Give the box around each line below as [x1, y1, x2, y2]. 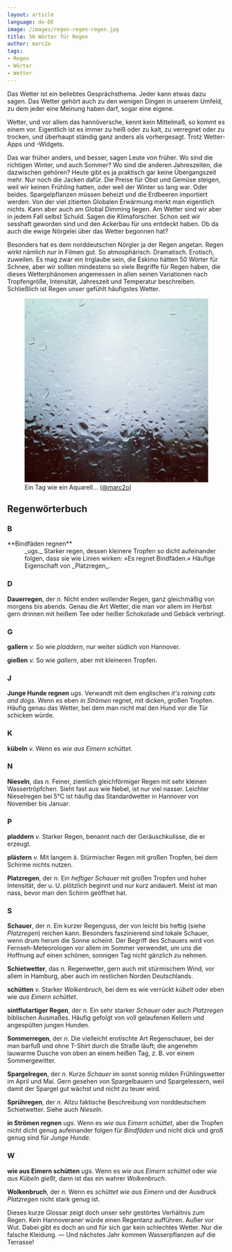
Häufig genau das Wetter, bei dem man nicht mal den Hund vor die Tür [7, 704, 209, 712]
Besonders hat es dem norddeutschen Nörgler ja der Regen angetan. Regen [7, 240, 224, 249]
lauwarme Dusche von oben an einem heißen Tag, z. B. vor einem [7, 1049, 195, 1057]
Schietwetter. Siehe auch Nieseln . [7, 1106, 103, 1114]
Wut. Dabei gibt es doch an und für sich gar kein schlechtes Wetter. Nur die [7, 1223, 223, 1231]
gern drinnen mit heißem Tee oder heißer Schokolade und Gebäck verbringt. [7, 609, 226, 618]
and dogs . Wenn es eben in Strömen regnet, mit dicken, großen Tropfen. [7, 697, 214, 705]
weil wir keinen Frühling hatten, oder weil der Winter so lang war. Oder [7, 182, 208, 191]
